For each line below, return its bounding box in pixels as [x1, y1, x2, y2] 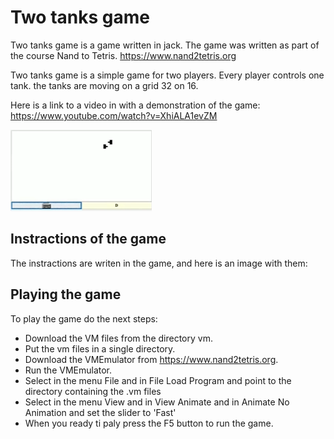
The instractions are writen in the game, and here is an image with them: [10, 257, 308, 269]
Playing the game [10, 286, 122, 303]
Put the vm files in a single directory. [24, 342, 176, 355]
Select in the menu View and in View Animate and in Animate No [24, 396, 290, 408]
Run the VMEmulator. [24, 364, 113, 376]
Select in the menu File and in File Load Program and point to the [24, 374, 292, 386]
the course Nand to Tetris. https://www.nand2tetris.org [10, 49, 237, 61]
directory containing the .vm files [24, 385, 162, 397]
